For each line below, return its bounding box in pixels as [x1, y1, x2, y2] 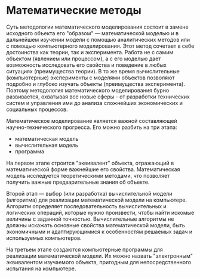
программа [14, 147, 45, 155]
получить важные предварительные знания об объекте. [6, 178, 150, 186]
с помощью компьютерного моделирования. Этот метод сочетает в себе [6, 42, 195, 50]
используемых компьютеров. [6, 234, 82, 242]
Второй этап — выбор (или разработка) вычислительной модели [6, 190, 173, 197]
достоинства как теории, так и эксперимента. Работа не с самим [6, 48, 174, 55]
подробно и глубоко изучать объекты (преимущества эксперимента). [6, 80, 186, 87]
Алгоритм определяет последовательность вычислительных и [6, 202, 167, 209]
